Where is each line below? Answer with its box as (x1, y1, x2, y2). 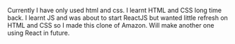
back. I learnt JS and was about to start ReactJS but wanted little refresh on (7, 13, 229, 22)
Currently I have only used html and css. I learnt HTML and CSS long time (7, 6, 222, 14)
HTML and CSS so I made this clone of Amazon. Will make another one (7, 21, 214, 29)
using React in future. (7, 28, 70, 37)
